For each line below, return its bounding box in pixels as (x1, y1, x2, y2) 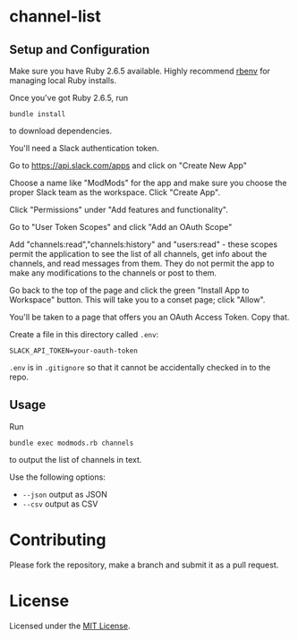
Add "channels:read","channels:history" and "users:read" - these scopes (9, 239, 278, 250)
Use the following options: (9, 472, 106, 482)
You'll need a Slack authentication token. (9, 143, 159, 153)
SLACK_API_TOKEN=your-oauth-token (9, 346, 139, 355)
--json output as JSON (21, 489, 107, 499)
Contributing (9, 530, 106, 550)
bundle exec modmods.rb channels (9, 439, 134, 447)
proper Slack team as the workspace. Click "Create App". (9, 187, 221, 198)
